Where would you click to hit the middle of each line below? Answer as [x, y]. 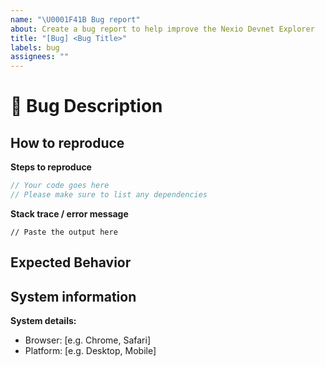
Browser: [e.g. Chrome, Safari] [87, 340]
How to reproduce [67, 142]
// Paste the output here [64, 232]
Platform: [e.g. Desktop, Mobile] [90, 351]
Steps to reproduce [51, 167]
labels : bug [35, 47]
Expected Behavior [71, 262]
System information [73, 296]
